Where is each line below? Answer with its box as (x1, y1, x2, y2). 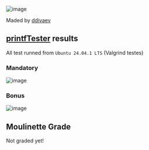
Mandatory (6, 64, 39, 72)
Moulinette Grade (6, 121, 71, 131)
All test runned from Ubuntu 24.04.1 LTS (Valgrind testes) (6, 49, 144, 56)
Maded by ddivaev (6, 17, 51, 23)
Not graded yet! (6, 137, 44, 144)
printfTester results (6, 34, 78, 44)
